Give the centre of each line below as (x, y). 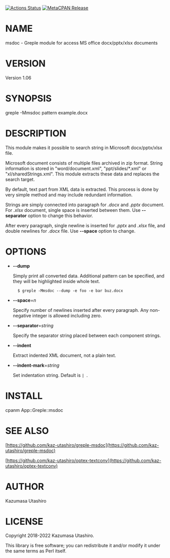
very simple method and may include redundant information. (69, 194)
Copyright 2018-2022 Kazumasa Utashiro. (50, 535)
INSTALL (24, 396)
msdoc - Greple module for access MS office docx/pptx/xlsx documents (81, 43)
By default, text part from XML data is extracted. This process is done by (82, 189)
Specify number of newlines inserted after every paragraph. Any (81, 310)
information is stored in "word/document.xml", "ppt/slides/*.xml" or (76, 168)
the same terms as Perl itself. (36, 551)
